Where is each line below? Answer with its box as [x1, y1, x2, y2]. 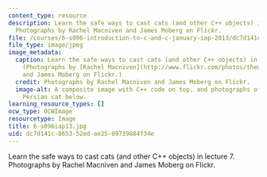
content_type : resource [8, 11, 87, 20]
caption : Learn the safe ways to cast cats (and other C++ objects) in [15, 56, 258, 64]
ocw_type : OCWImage [8, 108, 73, 116]
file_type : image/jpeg [8, 41, 83, 49]
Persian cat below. [22, 93, 87, 101]
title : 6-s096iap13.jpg [8, 122, 87, 130]
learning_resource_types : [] [8, 100, 105, 108]
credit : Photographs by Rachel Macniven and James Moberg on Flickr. [15, 78, 250, 86]
